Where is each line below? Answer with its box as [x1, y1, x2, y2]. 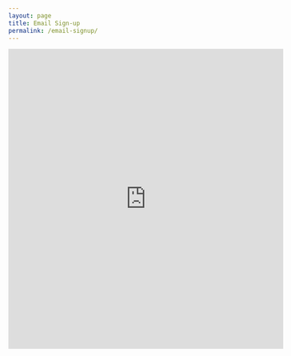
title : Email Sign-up [8, 19, 81, 27]
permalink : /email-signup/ [8, 26, 98, 34]
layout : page [8, 11, 52, 20]
